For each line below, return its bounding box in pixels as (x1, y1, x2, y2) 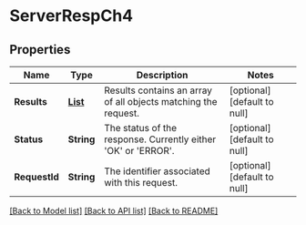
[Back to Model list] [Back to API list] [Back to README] (9, 206, 219, 216)
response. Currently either (104, 133, 217, 146)
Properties (9, 42, 71, 57)
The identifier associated (104, 165, 211, 178)
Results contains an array (104, 84, 212, 97)
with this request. (104, 177, 178, 189)
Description (136, 69, 189, 81)
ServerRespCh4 (9, 5, 134, 26)
